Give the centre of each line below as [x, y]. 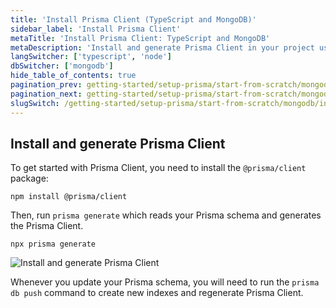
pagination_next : [46, 94]
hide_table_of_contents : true [73, 76]
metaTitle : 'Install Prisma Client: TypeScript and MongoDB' [140, 38]
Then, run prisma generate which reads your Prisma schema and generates [166, 215]
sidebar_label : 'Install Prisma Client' [96, 29]
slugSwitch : [35, 103]
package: [29, 178]
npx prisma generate [53, 244]
